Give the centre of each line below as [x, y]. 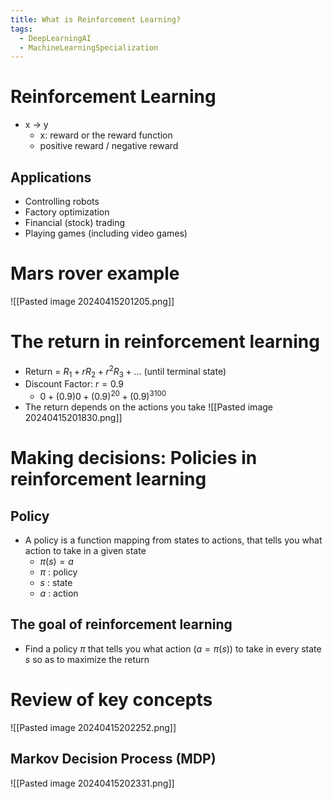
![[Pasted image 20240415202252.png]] [93, 727]
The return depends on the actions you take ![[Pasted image [148, 407]
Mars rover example [95, 273]
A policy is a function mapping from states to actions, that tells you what [173, 540]
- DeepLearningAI [55, 38]
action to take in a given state [85, 550]
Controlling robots [62, 201]
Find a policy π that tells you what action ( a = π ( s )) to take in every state [173, 648]
